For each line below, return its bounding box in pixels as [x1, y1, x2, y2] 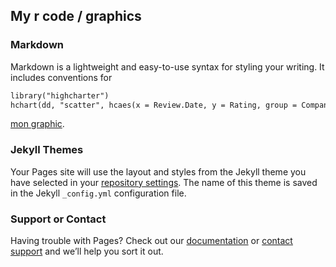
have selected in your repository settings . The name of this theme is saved [10, 176, 318, 188]
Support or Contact [10, 212, 107, 226]
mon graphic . [10, 118, 65, 130]
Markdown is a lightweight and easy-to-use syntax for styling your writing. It [10, 60, 325, 73]
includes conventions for [10, 71, 113, 83]
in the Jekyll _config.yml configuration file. [10, 187, 187, 199]
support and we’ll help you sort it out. [10, 245, 164, 258]
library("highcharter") [10, 90, 110, 101]
